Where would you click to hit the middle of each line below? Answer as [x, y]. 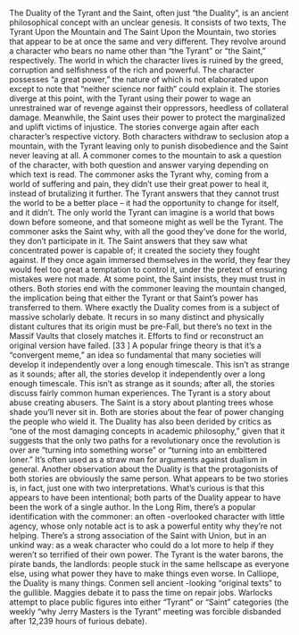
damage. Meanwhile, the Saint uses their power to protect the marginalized [147, 117]
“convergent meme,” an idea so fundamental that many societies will [135, 355]
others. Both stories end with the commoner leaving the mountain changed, [148, 288]
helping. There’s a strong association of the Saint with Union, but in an [138, 535]
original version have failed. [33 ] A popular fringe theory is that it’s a [135, 345]
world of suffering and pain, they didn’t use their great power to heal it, [139, 184]
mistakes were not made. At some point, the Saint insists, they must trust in [147, 279]
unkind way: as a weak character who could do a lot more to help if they [142, 545]
